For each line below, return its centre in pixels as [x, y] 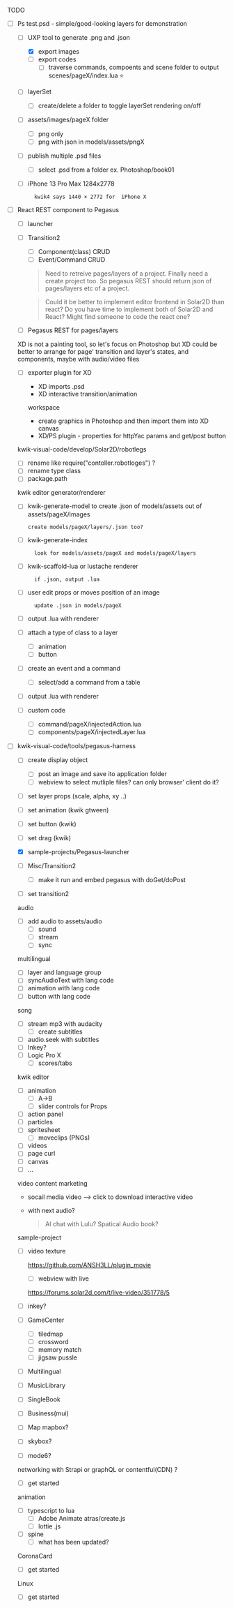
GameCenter [46, 1320]
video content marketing [53, 1183]
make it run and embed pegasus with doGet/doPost [112, 879]
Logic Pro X [44, 1055]
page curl [41, 1154]
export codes [57, 59]
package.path [47, 479]
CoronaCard [35, 1556]
